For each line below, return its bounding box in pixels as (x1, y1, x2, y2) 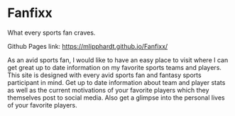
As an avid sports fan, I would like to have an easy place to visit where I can (7, 55, 229, 64)
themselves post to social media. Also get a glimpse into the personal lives (7, 93, 225, 102)
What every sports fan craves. (7, 28, 96, 37)
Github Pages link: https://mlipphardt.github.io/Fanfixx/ (7, 42, 168, 50)
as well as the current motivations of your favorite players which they (7, 86, 209, 94)
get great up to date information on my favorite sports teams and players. (7, 63, 222, 71)
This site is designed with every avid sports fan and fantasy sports (7, 71, 202, 79)
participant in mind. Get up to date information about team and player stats (7, 78, 226, 86)
